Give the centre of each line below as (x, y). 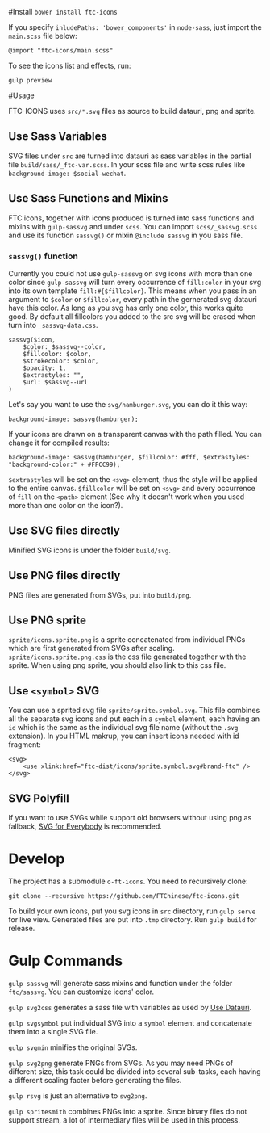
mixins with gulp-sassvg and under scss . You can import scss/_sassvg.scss (133, 226)
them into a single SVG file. (53, 1031)
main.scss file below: (43, 36)
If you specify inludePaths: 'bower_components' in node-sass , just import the (135, 27)
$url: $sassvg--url (56, 382)
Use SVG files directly (64, 531)
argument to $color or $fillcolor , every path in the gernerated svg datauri (133, 299)
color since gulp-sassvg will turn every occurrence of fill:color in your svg (135, 282)
